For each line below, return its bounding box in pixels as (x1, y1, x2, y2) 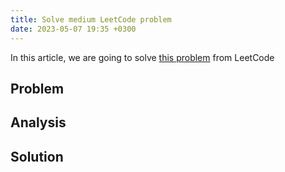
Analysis (10, 114, 67, 131)
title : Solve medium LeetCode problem (10, 14, 172, 25)
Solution (10, 148, 64, 165)
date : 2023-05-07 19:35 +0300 (10, 24, 137, 34)
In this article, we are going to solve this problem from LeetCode (10, 51, 275, 63)
